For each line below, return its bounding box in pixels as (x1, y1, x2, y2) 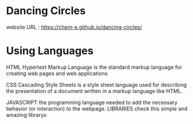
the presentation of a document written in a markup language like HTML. (6, 87, 183, 95)
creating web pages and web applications (6, 69, 108, 77)
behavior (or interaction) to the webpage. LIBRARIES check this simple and (6, 105, 188, 112)
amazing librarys (6, 111, 47, 118)
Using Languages (6, 44, 94, 58)
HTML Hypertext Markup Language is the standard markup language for (6, 63, 182, 71)
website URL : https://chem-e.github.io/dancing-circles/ (6, 24, 142, 31)
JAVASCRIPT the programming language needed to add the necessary (6, 99, 178, 106)
